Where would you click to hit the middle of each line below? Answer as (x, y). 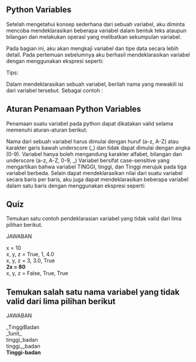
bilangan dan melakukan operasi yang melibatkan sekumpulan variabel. (94, 37)
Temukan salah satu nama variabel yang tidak (93, 292)
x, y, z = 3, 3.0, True (31, 261)
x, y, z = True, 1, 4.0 (30, 254)
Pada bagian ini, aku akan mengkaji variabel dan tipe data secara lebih (92, 48)
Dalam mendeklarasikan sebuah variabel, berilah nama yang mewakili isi (95, 84)
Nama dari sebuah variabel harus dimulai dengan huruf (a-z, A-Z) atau (92, 141)
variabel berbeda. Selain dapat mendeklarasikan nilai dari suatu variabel (94, 173)
